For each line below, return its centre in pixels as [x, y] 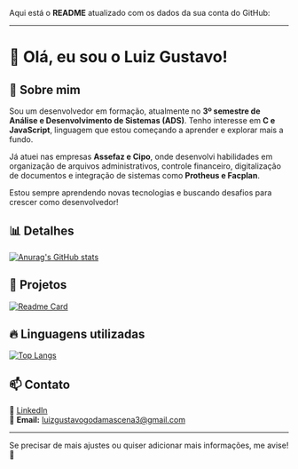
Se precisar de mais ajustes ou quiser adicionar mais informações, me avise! [149, 445]
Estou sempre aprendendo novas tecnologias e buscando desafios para [141, 193]
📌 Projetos [38, 285]
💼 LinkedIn [28, 410]
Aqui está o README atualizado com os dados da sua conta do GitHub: [140, 13]
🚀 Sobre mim [45, 89]
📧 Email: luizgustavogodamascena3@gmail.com [98, 420]
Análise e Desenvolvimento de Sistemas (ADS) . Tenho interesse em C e [142, 120]
